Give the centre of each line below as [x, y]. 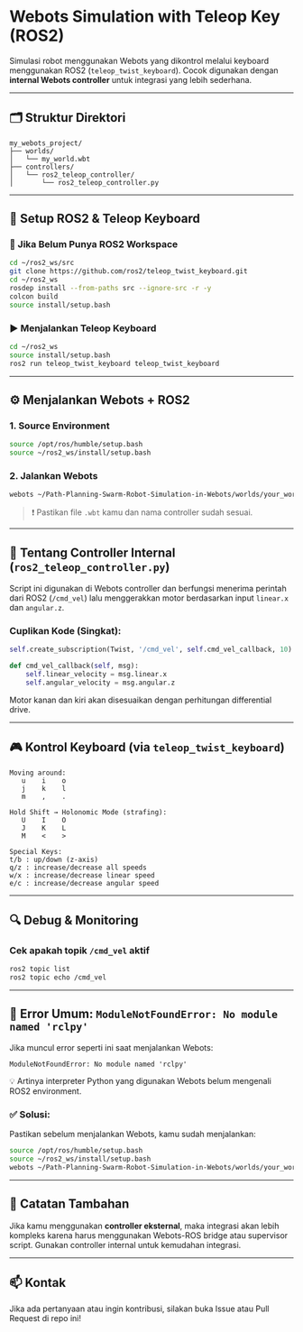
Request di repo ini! [45, 1318]
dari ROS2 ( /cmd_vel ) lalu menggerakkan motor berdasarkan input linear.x [149, 598]
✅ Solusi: [30, 1114]
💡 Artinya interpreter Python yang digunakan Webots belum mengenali [141, 1080]
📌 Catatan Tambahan [69, 1204]
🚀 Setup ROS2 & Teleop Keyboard [105, 219]
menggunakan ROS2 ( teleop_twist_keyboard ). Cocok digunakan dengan [144, 70]
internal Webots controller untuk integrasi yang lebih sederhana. [131, 79]
